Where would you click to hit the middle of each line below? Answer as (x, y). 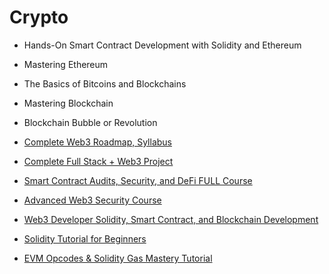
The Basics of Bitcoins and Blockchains (105, 83)
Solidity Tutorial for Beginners (85, 238)
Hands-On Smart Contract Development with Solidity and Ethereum (162, 45)
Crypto (39, 17)
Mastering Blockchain (68, 103)
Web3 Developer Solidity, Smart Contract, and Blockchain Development (171, 219)
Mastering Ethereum (66, 64)
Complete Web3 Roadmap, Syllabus (97, 142)
